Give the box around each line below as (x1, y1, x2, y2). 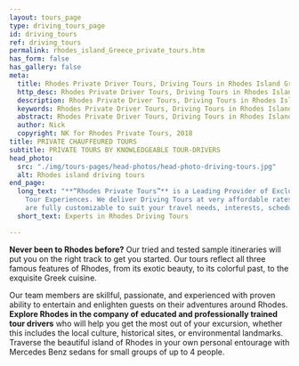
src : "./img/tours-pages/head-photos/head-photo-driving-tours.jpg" (17, 162, 277, 171)
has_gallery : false (9, 63, 82, 72)
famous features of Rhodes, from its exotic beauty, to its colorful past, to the (9, 263, 289, 273)
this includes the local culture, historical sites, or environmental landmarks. (9, 327, 283, 338)
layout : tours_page (9, 12, 82, 22)
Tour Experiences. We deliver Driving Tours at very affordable (25, 195, 269, 205)
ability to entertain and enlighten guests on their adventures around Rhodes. (9, 299, 288, 310)
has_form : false (9, 54, 69, 63)
